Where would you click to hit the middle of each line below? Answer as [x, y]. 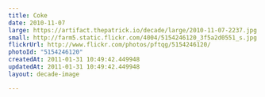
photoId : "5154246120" [46, 52]
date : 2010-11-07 [37, 23]
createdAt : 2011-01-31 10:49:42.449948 [74, 60]
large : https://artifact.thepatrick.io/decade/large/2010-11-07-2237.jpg [133, 30]
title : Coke [28, 15]
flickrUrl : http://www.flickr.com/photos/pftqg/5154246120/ [110, 45]
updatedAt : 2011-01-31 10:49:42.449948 [74, 67]
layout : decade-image [44, 74]
